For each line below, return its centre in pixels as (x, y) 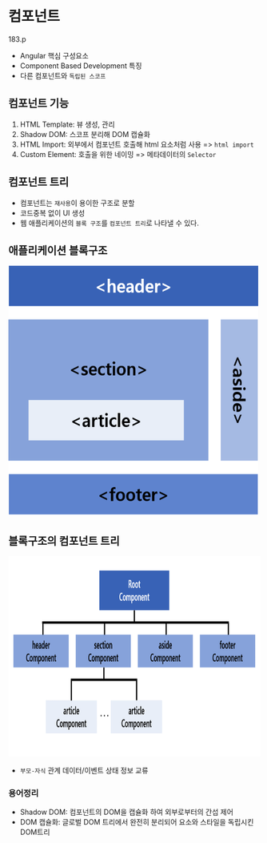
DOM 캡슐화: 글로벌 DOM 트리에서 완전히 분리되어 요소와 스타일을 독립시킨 (137, 822)
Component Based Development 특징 (81, 66)
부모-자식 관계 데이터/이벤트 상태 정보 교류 (84, 771)
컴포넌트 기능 (39, 104)
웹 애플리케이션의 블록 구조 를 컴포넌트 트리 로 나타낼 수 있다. (110, 223)
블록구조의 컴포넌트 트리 (64, 540)
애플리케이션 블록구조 (58, 250)
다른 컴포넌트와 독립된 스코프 (63, 75)
